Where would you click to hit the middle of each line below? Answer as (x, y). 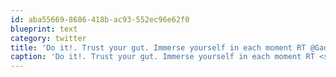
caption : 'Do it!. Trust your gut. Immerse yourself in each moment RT (162, 57)
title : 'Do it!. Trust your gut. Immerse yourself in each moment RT (158, 47)
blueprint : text (44, 29)
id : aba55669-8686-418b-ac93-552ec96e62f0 (100, 19)
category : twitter (48, 38)
